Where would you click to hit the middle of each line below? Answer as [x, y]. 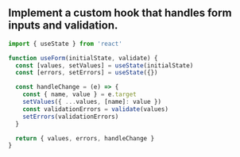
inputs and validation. [63, 26]
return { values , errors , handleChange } [85, 138]
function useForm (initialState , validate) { [83, 58]
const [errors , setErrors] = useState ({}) [87, 73]
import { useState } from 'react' [66, 44]
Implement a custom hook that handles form [120, 13]
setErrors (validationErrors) [71, 117]
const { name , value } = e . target [79, 94]
